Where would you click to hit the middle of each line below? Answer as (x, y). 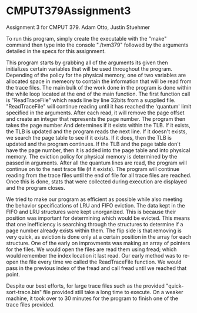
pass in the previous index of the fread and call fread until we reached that (96, 268)
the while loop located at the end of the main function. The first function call (98, 94)
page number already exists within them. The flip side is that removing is (94, 230)
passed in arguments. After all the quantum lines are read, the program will (96, 163)
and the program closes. (36, 187)
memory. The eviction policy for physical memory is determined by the (92, 156)
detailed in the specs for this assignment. (56, 51)
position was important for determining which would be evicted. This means (98, 218)
